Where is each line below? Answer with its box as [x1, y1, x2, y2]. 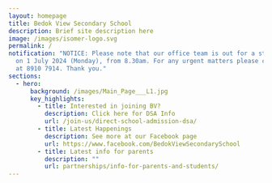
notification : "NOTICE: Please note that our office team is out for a [8, 49, 255, 57]
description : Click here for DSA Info [44, 110, 176, 118]
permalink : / [8, 42, 53, 50]
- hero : [15, 79, 42, 87]
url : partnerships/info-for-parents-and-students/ [44, 163, 219, 171]
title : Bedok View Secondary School [8, 19, 132, 28]
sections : [8, 72, 42, 80]
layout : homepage [8, 11, 67, 20]
